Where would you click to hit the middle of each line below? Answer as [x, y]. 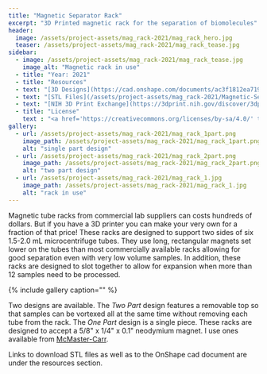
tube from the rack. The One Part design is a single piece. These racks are [130, 322]
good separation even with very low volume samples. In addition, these [124, 257]
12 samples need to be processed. [64, 274]
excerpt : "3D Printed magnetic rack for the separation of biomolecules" [133, 23]
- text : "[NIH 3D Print [54, 104]
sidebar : [23, 52]
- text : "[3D [37, 89]
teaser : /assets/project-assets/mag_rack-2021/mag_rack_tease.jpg [128, 45]
